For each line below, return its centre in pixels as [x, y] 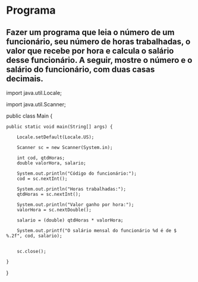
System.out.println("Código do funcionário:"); [77, 173]
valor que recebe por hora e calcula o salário [90, 51]
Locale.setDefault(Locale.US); [56, 137]
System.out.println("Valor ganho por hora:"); [76, 205]
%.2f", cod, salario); [34, 236]
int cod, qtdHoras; [41, 158]
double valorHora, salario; [51, 163]
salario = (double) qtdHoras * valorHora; [70, 220]
